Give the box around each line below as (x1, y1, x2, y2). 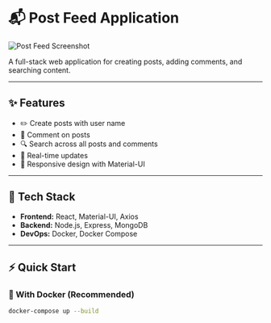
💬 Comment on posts (19, 129, 90, 140)
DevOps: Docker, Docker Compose (19, 229, 138, 238)
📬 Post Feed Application (8, 9, 180, 27)
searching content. (8, 65, 71, 75)
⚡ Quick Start (8, 260, 77, 274)
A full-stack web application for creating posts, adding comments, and (8, 57, 243, 66)
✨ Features (8, 96, 65, 110)
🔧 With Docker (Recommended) (8, 288, 135, 300)
